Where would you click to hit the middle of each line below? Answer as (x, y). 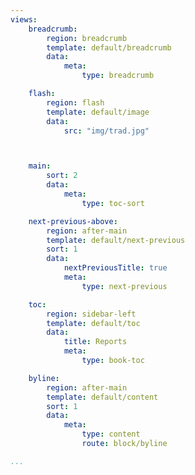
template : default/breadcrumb (109, 47)
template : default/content (102, 397)
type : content (111, 434)
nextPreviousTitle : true (115, 268)
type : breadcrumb (118, 76)
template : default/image (98, 112)
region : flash (75, 102)
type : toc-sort (113, 203)
